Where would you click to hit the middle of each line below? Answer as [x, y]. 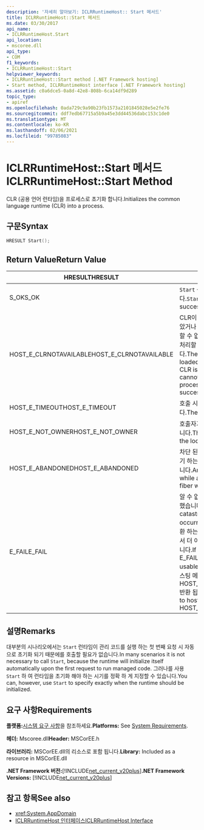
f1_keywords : [23, 63]
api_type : [19, 52]
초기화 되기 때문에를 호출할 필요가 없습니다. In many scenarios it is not [101, 655]
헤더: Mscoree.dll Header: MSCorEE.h [53, 738]
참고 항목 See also [39, 798]
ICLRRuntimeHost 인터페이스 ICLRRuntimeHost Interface [84, 820]
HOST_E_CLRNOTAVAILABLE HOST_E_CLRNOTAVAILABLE [92, 355]
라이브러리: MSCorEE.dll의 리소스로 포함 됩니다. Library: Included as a [91, 751]
